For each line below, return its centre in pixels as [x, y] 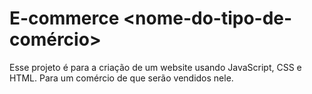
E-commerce [64, 18]
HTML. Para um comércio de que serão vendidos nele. [121, 78]
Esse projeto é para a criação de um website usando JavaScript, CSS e [155, 67]
